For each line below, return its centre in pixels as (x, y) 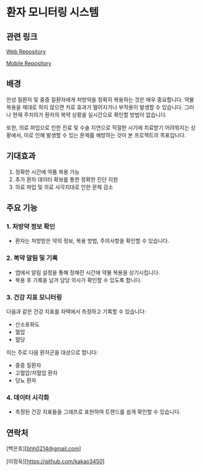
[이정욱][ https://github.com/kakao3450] (55, 461)
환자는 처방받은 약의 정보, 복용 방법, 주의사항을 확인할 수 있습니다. (92, 241)
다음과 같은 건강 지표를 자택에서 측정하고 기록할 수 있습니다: (76, 311)
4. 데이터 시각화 (28, 397)
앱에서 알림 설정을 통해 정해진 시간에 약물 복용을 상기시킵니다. (87, 272)
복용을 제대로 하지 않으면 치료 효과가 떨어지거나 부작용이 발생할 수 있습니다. (95, 107)
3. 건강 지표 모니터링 (34, 297)
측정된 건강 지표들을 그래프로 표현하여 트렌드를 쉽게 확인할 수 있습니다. (98, 412)
